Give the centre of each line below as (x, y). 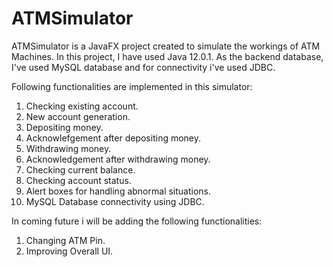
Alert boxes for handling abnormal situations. (118, 191)
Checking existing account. (82, 106)
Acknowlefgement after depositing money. (113, 138)
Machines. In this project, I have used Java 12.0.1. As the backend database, (167, 56)
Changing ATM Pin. (65, 240)
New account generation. (78, 116)
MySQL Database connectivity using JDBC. (115, 201)
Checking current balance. (80, 169)
